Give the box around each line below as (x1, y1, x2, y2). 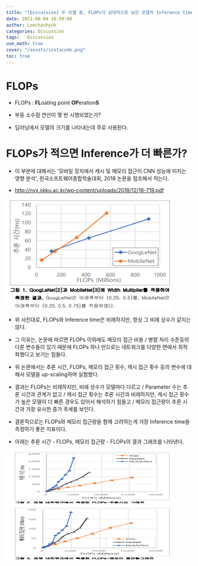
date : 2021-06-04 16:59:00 (6, 15, 72, 22)
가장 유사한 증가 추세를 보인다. (25, 405, 95, 412)
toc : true (6, 53, 31, 59)
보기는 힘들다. (35, 351, 67, 358)
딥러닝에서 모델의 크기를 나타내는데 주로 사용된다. (14, 124, 128, 131)
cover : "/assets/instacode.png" (6, 47, 85, 53)
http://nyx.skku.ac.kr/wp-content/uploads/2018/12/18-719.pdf (14, 186, 164, 193)
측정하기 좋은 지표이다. (14, 425, 67, 432)
